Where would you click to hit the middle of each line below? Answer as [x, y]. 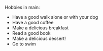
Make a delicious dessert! [39, 38]
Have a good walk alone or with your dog [55, 17]
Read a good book [31, 33]
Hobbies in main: [22, 7]
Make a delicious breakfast [40, 28]
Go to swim [24, 44]
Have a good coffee [33, 22]
